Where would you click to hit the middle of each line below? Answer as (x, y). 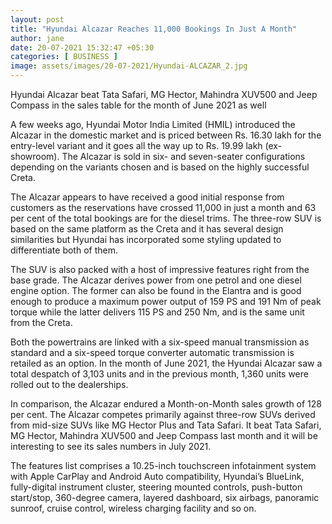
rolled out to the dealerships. (69, 384)
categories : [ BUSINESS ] (64, 57)
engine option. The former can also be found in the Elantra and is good (156, 290)
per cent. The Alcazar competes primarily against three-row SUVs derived (163, 414)
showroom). (35, 156)
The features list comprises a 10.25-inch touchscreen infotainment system (163, 465)
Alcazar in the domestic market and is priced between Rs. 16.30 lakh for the (166, 135)
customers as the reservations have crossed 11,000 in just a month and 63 (163, 207)
